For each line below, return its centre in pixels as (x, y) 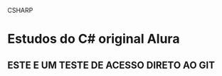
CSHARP (20, 10)
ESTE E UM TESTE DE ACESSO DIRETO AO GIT (111, 65)
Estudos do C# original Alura (94, 39)
